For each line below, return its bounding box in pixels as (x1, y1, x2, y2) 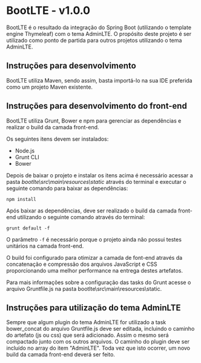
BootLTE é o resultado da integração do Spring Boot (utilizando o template (6, 24, 192, 31)
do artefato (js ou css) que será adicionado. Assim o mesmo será (6, 331, 169, 339)
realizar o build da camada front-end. (6, 123, 99, 131)
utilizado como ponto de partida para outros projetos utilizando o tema (6, 36, 182, 44)
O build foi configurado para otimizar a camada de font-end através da (6, 254, 183, 261)
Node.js (15, 147, 35, 154)
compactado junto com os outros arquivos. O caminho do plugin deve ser (6, 338, 189, 345)
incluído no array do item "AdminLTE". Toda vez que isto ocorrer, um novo (6, 344, 191, 352)
